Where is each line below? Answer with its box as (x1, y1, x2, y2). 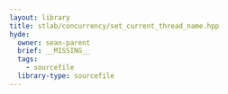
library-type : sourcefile (17, 72, 115, 81)
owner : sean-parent (17, 38, 91, 47)
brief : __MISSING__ (17, 47, 91, 56)
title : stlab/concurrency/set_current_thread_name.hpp (9, 21, 220, 30)
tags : (17, 55, 39, 64)
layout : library (9, 13, 70, 22)
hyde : (9, 30, 30, 38)
